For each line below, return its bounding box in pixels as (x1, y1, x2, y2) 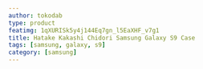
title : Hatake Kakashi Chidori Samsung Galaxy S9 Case (8, 33, 196, 42)
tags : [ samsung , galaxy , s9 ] (8, 41, 106, 49)
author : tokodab (8, 11, 63, 20)
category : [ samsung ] (8, 48, 78, 56)
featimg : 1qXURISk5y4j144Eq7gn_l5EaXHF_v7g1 (8, 26, 160, 34)
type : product (8, 19, 56, 27)
